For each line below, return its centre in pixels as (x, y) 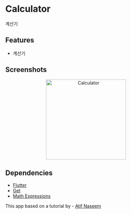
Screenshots (26, 70)
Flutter (20, 185)
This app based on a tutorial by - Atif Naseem (53, 206)
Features (20, 40)
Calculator (28, 9)
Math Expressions (32, 196)
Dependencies (29, 173)
